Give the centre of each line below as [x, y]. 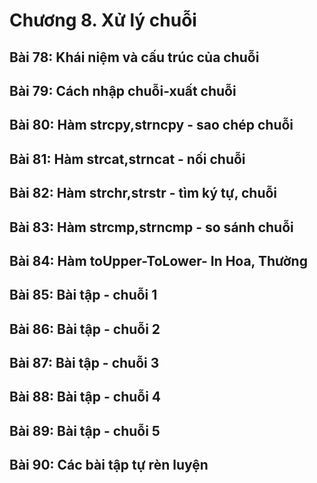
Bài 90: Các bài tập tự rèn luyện [109, 465]
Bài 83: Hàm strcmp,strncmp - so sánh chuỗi [151, 227]
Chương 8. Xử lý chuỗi [103, 20]
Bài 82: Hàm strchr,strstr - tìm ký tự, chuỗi [143, 193]
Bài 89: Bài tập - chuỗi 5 [85, 430]
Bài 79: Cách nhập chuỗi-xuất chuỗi [123, 90]
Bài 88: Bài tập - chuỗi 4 [85, 397]
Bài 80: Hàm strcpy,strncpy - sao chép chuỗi [151, 125]
